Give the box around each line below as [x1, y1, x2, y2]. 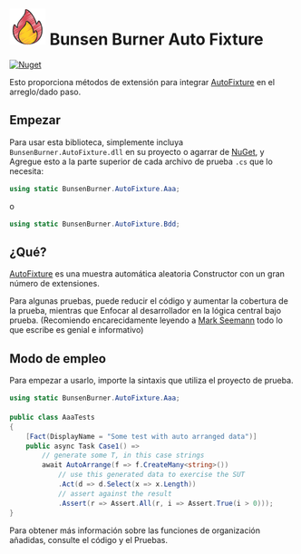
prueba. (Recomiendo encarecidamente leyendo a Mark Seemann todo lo [9, 315, 284, 326]
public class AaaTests [9, 413, 95, 422]
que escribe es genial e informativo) [9, 325, 144, 335]
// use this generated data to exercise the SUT [57, 471, 246, 480]
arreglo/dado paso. [9, 86, 82, 97]
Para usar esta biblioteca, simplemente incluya [9, 136, 184, 148]
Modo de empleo [9, 351, 107, 366]
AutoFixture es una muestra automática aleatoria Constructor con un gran [9, 268, 286, 279]
